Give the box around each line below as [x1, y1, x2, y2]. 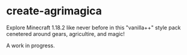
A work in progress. [6, 42, 55, 49]
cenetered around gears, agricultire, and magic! [6, 30, 125, 37]
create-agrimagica [6, 4, 103, 18]
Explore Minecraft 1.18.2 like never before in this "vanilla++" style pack [6, 24, 181, 31]
